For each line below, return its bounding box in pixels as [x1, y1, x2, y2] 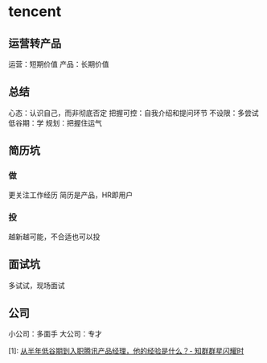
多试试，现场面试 [8, 280, 65, 290]
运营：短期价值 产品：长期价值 [8, 60, 109, 68]
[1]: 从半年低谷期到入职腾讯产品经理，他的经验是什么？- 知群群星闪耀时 [8, 346, 244, 356]
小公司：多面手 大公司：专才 [8, 329, 102, 339]
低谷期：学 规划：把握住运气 [8, 118, 102, 127]
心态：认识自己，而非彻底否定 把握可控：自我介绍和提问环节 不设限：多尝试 [8, 108, 259, 118]
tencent [8, 2, 62, 21]
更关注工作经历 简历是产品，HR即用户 [8, 190, 133, 200]
